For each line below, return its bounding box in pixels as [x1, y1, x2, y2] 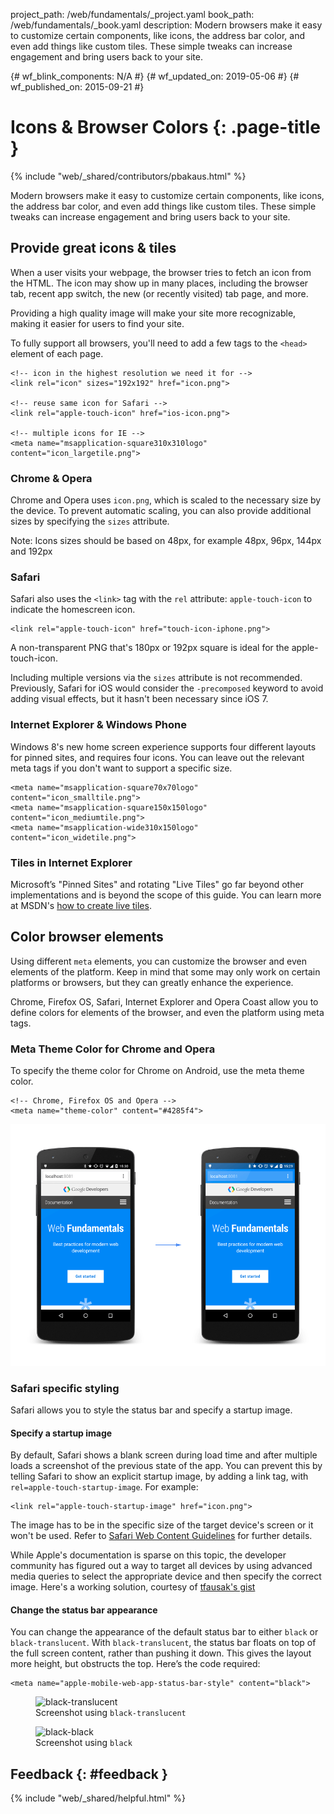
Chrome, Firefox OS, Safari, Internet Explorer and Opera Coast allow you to [10, 995, 319, 1008]
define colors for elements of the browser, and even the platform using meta [10, 1006, 325, 1018]
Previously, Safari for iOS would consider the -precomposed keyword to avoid [10, 682, 324, 694]
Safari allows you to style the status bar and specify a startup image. [10, 1404, 293, 1416]
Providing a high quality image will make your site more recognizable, [10, 307, 297, 319]
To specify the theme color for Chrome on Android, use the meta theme [10, 1065, 305, 1077]
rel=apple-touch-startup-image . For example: [10, 1481, 199, 1493]
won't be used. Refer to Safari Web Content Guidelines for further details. [10, 1530, 313, 1542]
